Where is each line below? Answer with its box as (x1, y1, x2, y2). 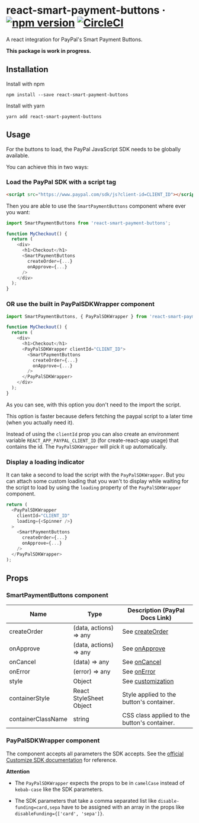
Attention (6, 768, 30, 775)
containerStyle (9, 694, 50, 703)
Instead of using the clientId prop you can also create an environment (6, 430, 179, 437)
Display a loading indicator (6, 457, 85, 466)
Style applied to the (122, 691, 176, 699)
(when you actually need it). (6, 419, 74, 426)
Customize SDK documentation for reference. (6, 756, 117, 763)
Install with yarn (6, 102, 45, 109)
